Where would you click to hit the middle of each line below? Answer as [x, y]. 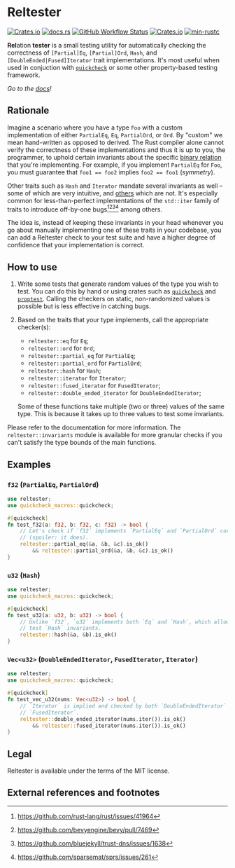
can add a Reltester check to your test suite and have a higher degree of [111, 237]
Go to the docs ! [29, 88]
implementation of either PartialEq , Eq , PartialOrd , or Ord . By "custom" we [115, 135]
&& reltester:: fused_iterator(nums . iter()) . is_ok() [109, 726]
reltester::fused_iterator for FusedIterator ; [94, 385]
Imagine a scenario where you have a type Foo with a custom [95, 128]
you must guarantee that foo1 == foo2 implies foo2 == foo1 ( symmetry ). [111, 172]
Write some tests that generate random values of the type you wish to [118, 284]
